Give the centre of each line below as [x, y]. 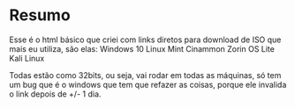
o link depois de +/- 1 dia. [55, 94]
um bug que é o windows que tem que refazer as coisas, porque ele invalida [148, 84]
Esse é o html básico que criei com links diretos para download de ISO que [145, 40]
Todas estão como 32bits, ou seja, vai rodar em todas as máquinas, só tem [145, 75]
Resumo [40, 15]
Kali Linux [27, 58]
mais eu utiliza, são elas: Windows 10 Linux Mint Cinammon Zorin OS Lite [142, 48]
